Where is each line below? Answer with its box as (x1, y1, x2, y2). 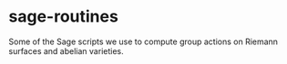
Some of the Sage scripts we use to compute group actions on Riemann (8, 36, 279, 47)
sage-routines (8, 6, 119, 27)
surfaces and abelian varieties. (8, 45, 124, 56)
